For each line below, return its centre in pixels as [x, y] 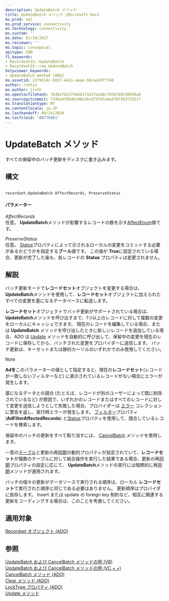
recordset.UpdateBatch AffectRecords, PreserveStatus [63, 193]
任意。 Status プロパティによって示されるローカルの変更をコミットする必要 [83, 245]
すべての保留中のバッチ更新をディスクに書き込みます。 [62, 159]
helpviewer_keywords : [28, 71]
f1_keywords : [19, 57]
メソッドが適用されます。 [36, 471]
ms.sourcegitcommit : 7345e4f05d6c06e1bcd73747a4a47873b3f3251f [73, 99]
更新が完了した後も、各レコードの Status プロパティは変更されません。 [88, 257]
